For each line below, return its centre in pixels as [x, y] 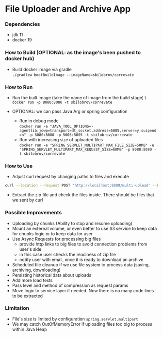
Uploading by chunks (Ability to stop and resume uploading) [72, 223]
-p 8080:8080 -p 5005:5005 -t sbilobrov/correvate [80, 135]
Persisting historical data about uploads [52, 275]
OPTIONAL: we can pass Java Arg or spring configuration [70, 112]
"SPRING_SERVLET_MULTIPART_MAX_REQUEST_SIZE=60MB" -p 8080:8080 [86, 150]
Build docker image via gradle [42, 69]
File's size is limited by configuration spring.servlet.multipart [75, 319]
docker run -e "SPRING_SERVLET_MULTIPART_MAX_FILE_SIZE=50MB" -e [87, 145]
